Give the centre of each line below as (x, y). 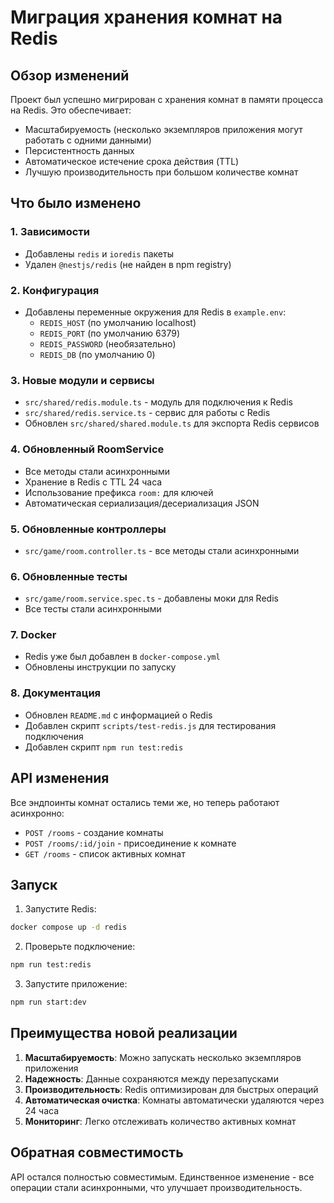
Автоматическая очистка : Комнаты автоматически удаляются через (174, 1100)
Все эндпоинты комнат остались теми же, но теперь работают (145, 802)
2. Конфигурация (55, 290)
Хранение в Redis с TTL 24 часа (93, 482)
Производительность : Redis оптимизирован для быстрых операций (171, 1089)
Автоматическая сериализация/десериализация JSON (142, 503)
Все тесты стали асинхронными (93, 609)
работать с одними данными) (88, 140)
